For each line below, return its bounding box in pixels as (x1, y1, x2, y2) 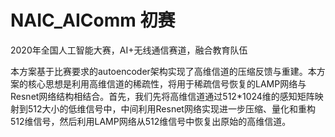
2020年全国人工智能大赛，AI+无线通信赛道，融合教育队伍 (10, 44, 248, 56)
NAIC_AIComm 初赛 (10, 9, 176, 32)
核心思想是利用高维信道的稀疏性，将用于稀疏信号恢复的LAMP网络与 (27, 77, 307, 90)
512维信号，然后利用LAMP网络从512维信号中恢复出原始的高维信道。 (10, 115, 292, 127)
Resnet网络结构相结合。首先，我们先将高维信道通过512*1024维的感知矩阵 (10, 90, 315, 102)
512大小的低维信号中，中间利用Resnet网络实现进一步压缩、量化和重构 (27, 102, 316, 115)
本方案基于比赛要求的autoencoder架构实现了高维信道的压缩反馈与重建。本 (10, 65, 317, 77)
